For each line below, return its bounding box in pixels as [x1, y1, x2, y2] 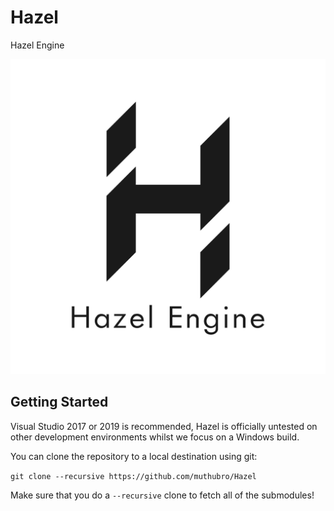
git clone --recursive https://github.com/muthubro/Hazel [10, 471, 257, 481]
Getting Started [10, 394, 109, 411]
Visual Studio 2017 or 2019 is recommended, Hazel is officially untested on [10, 420, 318, 432]
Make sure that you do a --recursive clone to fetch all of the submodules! [10, 489, 315, 501]
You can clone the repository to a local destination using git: [10, 450, 258, 462]
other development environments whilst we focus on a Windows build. [10, 431, 300, 443]
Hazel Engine [10, 39, 65, 51]
